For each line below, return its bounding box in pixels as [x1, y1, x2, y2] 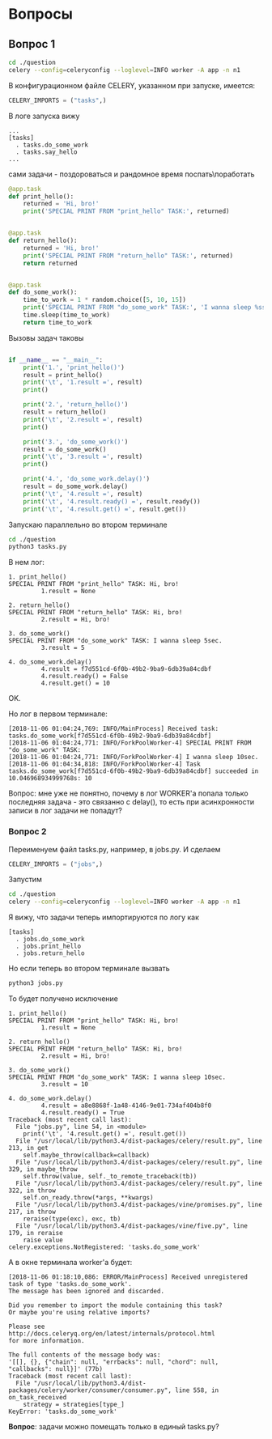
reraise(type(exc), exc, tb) [23, 1215, 121, 1223]
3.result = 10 [40, 1080, 89, 1089]
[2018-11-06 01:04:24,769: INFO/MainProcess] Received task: [8, 725, 219, 733]
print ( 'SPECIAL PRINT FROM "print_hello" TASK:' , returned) [23, 207, 230, 215]
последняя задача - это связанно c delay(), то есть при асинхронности [8, 797, 255, 807]
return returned [23, 259, 79, 267]
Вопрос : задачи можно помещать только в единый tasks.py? [8, 1422, 220, 1432]
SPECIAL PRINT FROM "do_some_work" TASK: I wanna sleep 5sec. [8, 637, 223, 645]
